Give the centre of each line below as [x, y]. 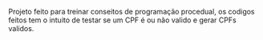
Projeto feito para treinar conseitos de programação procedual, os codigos [131, 12]
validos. [21, 28]
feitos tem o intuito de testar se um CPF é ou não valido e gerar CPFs [122, 20]
